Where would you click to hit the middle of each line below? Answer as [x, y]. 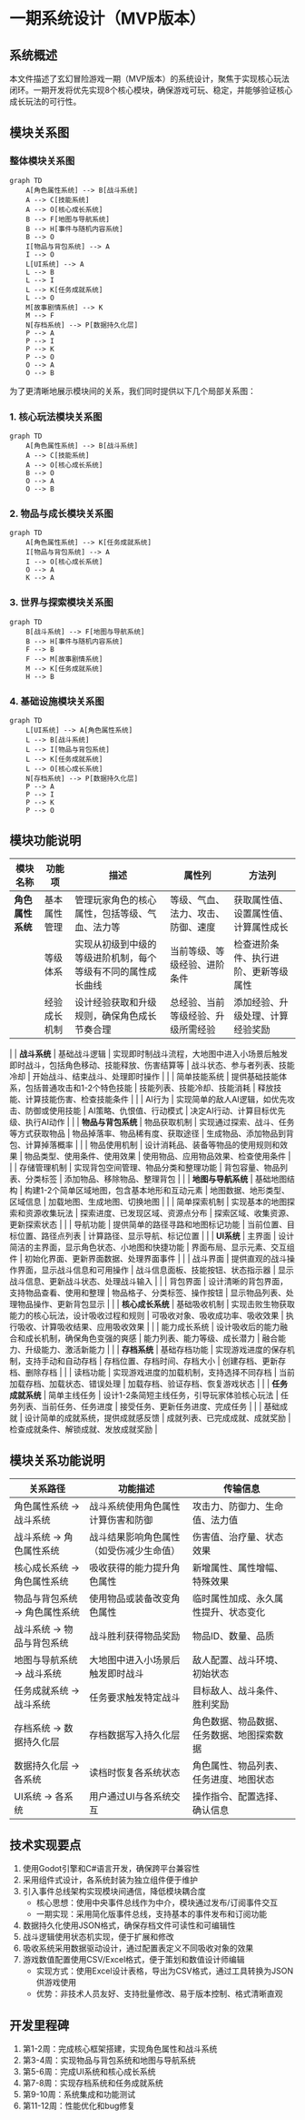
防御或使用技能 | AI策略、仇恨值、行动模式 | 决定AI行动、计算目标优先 [155, 1111]
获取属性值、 [261, 899]
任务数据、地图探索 [233, 1735]
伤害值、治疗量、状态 [238, 1537]
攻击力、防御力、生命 [238, 1506]
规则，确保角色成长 [115, 1016]
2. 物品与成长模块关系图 [61, 513]
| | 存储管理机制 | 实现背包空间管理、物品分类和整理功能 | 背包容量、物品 [145, 1167]
